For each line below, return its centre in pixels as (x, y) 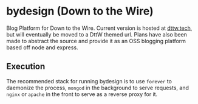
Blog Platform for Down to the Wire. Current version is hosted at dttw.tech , (99, 28)
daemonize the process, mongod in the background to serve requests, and (98, 88)
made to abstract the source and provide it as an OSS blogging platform (96, 41)
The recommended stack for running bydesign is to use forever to (89, 81)
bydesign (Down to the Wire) (80, 11)
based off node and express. (42, 47)
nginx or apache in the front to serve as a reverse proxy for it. (82, 94)
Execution (26, 67)
